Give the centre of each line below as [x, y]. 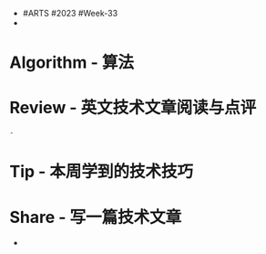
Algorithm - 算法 [72, 63]
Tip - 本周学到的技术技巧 [102, 172]
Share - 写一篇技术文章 [96, 217]
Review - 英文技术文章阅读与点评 [133, 108]
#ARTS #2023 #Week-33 [70, 13]
